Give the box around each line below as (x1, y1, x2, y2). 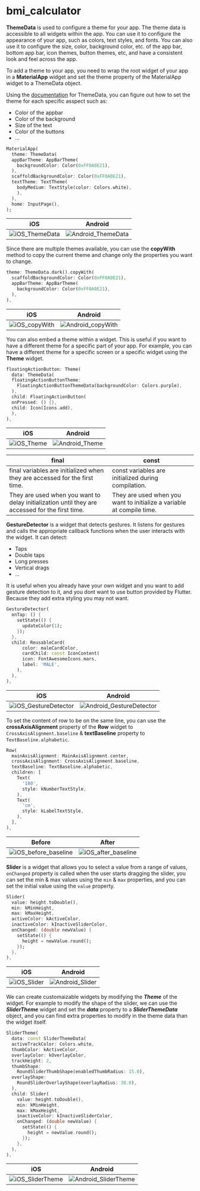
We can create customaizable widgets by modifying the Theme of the (6, 993, 177, 1001)
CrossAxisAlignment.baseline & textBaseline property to (6, 729, 145, 736)
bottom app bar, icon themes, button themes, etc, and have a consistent (6, 49, 183, 56)
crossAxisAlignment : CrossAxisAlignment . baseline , (11, 759, 140, 764)
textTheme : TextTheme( (11, 179, 68, 185)
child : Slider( (11, 1090, 49, 1097)
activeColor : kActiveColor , (11, 916, 82, 922)
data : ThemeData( (11, 372, 55, 378)
